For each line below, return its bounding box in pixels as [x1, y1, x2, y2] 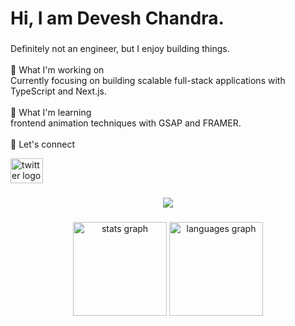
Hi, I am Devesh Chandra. [10, 7, 225, 30]
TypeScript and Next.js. [10, 85, 108, 97]
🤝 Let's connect [10, 138, 75, 151]
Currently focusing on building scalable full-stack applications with [10, 75, 286, 87]
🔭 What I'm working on [10, 64, 105, 76]
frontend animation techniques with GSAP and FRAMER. [10, 117, 242, 129]
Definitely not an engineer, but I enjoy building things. [10, 43, 230, 55]
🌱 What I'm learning [10, 107, 92, 119]
